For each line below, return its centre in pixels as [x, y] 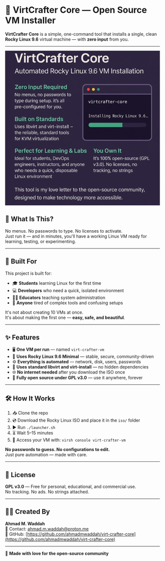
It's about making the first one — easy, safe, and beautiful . [65, 317]
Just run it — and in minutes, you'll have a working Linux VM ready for [76, 236]
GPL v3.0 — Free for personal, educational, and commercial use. [71, 486]
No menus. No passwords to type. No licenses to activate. [64, 231]
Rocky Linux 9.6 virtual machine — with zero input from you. [67, 39]
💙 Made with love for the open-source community [57, 553]
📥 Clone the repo [30, 413]
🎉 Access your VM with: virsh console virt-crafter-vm [69, 440]
